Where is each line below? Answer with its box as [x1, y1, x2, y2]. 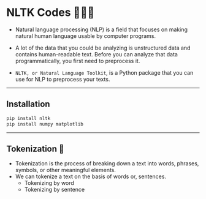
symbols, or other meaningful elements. [15, 167, 116, 174]
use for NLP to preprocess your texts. [15, 75, 110, 83]
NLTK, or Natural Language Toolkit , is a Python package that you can [15, 69, 194, 76]
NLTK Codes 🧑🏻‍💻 [6, 6, 95, 20]
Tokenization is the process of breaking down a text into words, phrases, [15, 160, 199, 167]
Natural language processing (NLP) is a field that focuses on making [15, 26, 188, 33]
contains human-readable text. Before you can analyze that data [15, 50, 178, 58]
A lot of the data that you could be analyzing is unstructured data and [15, 44, 191, 51]
